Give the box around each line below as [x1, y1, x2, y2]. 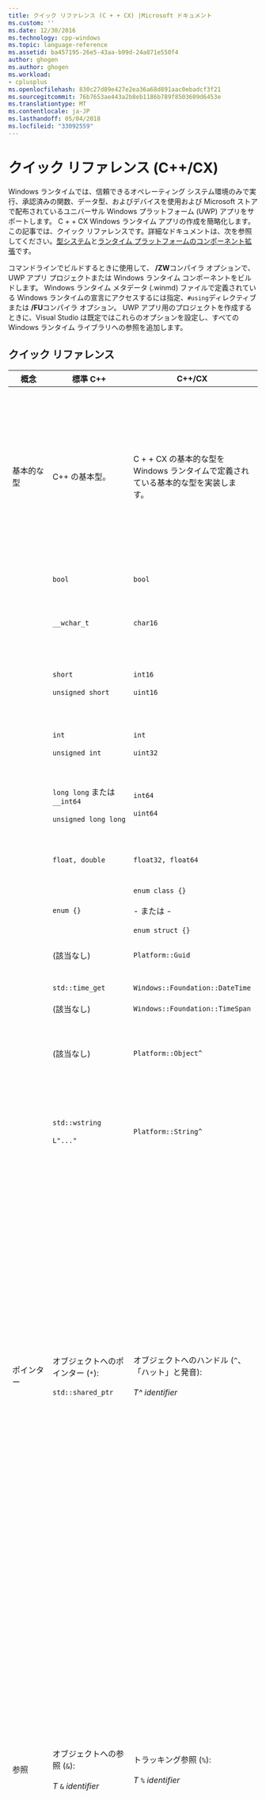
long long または [52, 786, 116, 797]
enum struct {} [133, 926, 191, 934]
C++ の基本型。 [52, 471, 111, 482]
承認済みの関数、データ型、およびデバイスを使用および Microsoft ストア [21, 196, 258, 206]
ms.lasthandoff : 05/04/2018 [8, 115, 101, 123]
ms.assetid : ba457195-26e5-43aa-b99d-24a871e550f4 [8, 48, 179, 56]
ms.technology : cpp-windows [8, 33, 101, 42]
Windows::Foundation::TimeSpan [133, 1004, 252, 1013]
